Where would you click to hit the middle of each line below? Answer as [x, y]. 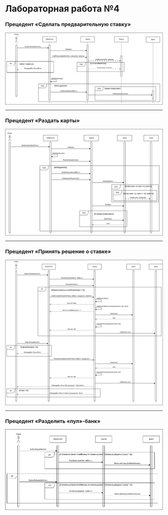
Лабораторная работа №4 [62, 9]
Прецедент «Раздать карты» [42, 120]
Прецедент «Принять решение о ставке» [58, 251]
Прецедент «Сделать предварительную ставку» [68, 24]
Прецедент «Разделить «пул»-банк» [53, 421]
